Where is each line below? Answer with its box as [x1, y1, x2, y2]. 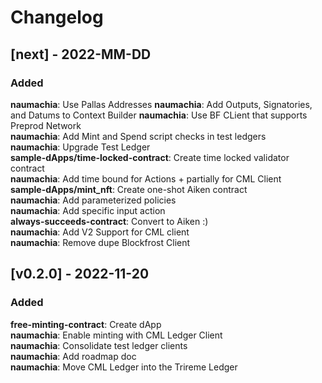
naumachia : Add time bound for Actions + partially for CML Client [10, 172, 282, 185]
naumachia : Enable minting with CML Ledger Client [10, 329, 223, 341]
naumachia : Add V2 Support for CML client [10, 226, 190, 238]
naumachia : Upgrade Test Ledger [10, 141, 151, 153]
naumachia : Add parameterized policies [10, 194, 177, 206]
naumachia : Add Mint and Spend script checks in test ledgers [10, 130, 267, 142]
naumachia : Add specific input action [10, 204, 166, 216]
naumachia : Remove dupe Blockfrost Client [10, 236, 191, 248]
